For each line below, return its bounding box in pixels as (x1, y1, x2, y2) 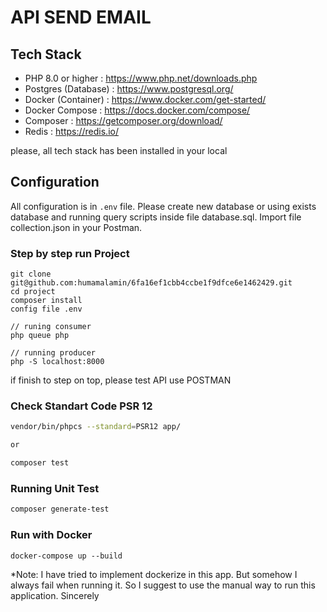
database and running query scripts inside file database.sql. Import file (10, 211, 302, 223)
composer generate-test (10, 504, 110, 515)
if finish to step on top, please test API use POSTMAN (10, 374, 232, 386)
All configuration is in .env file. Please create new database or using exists (10, 200, 317, 212)
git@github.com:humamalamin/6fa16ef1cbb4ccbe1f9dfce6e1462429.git (10, 278, 293, 288)
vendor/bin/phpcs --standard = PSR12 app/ (10, 422, 182, 432)
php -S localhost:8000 (10, 357, 105, 367)
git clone (10, 269, 52, 280)
